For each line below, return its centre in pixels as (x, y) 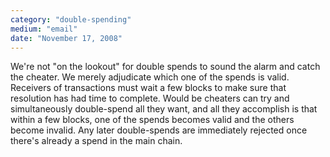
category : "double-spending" (71, 19)
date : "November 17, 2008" (66, 38)
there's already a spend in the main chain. (96, 141)
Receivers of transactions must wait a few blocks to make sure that (148, 88)
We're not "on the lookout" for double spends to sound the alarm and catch (165, 67)
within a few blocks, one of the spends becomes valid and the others (152, 120)
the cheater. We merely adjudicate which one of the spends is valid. (150, 77)
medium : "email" (44, 29)
